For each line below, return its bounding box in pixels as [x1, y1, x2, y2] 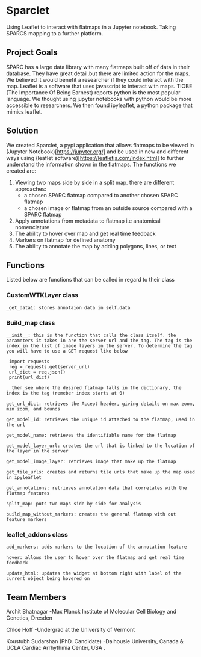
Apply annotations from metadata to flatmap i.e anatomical [14, 217, 161, 224]
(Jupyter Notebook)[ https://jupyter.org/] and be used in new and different [6, 148, 189, 155]
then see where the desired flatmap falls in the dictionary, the [11, 384, 182, 391]
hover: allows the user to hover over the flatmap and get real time [6, 555, 185, 561]
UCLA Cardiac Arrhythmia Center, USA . [6, 644, 105, 652]
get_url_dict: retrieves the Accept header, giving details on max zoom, [6, 401, 196, 407]
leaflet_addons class [6, 530, 68, 538]
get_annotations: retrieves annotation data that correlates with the [6, 485, 187, 491]
